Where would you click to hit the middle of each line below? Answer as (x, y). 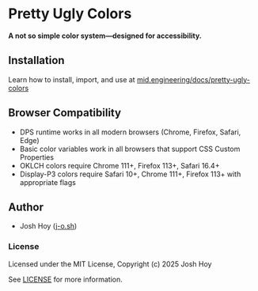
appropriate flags (48, 182)
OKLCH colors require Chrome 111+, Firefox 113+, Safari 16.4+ (120, 165)
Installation (36, 60)
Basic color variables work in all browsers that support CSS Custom (130, 149)
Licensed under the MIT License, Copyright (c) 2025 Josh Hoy (110, 264)
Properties (36, 157)
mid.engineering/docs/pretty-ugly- (194, 79)
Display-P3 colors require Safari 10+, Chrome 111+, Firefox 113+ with (130, 174)
